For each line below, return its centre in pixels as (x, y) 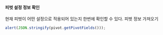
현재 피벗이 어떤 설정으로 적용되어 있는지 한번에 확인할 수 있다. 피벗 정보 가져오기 (82, 19)
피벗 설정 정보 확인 (22, 7)
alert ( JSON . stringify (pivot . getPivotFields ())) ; (55, 28)
